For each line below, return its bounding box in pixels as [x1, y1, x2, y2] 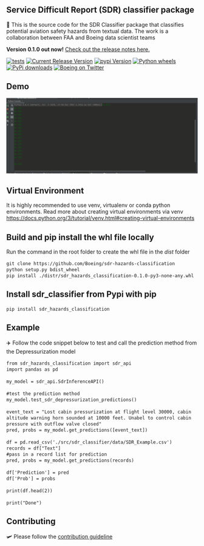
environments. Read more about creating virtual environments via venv [6, 208, 183, 215]
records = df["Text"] [6, 445, 61, 451]
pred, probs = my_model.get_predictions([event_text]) [6, 427, 148, 433]
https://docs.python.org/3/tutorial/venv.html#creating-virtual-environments [6, 215, 195, 222]
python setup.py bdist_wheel [6, 267, 80, 273]
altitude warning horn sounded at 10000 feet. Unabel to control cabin [6, 415, 191, 421]
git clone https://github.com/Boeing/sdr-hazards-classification [6, 261, 175, 267]
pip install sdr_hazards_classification [6, 306, 110, 312]
